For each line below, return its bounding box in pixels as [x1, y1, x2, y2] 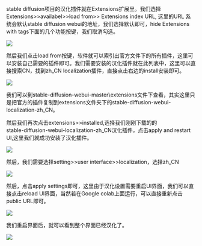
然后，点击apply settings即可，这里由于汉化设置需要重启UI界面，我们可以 [6, 183, 189, 189]
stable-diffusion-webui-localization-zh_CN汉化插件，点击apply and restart [6, 127, 191, 134]
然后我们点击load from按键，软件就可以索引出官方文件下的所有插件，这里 [6, 52, 188, 59]
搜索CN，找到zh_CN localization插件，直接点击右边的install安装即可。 [11, 67, 185, 74]
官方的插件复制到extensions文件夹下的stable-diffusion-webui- [16, 99, 171, 106]
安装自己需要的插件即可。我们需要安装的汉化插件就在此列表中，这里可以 [11, 60, 191, 66]
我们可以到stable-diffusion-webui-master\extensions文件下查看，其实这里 [6, 91, 191, 98]
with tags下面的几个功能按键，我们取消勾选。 [6, 28, 119, 35]
